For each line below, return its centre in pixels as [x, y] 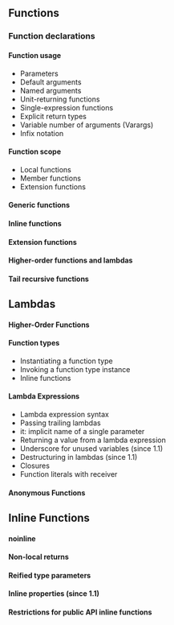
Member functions [51, 178]
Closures [35, 466]
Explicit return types [53, 116]
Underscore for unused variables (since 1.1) [91, 449]
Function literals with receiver [69, 474]
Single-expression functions [67, 107]
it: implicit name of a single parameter [82, 432]
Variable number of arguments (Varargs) [87, 125]
